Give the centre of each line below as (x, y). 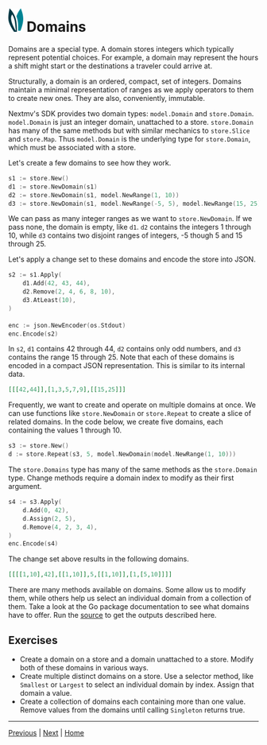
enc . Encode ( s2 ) (33, 334)
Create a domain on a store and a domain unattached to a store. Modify (137, 659)
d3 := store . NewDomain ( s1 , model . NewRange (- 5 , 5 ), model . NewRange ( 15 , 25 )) (136, 204)
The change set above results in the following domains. (99, 559)
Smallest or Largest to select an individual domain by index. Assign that (137, 685)
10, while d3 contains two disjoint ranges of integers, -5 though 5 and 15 (126, 235)
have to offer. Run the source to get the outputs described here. (112, 615)
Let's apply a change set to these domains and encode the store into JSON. (132, 259)
